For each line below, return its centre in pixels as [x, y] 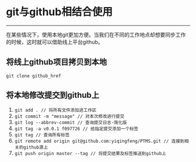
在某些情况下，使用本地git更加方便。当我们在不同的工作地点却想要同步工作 [96, 34]
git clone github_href [34, 76]
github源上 [36, 147]
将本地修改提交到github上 [53, 95]
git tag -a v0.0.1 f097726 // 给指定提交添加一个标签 [76, 129]
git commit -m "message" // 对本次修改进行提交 [69, 116]
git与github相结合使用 [59, 12]
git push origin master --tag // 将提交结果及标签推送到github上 [90, 153]
